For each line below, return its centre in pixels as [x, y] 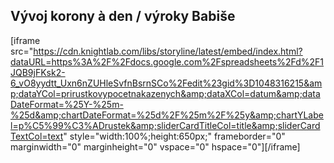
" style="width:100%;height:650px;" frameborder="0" [174, 136]
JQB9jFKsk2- [38, 72]
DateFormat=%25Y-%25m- [67, 104]
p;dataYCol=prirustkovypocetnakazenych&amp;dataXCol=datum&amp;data [165, 93]
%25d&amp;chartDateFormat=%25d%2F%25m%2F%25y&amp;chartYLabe [167, 115]
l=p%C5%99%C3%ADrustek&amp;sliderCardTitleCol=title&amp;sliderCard [165, 125]
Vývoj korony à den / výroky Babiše [123, 16]
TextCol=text [37, 136]
